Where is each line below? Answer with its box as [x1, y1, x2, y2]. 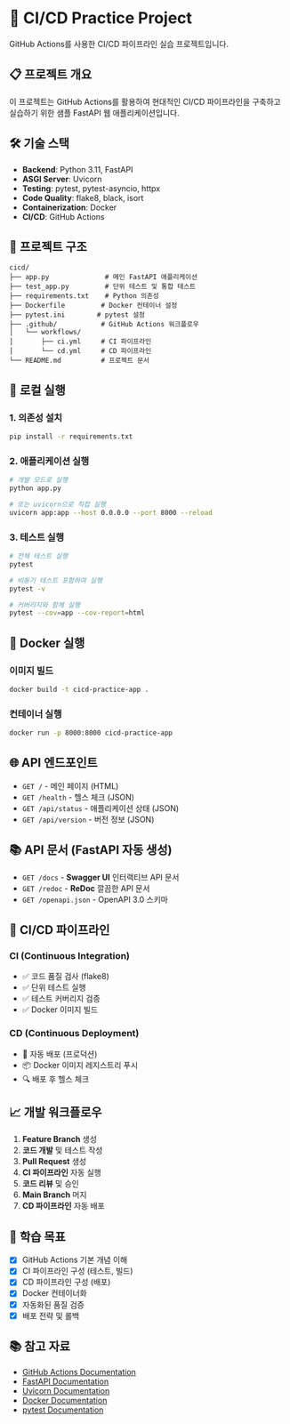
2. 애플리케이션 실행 [9, 455, 90, 467]
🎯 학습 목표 [9, 1229, 67, 1244]
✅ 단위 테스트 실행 [21, 982, 86, 993]
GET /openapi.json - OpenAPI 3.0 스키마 [21, 894, 169, 905]
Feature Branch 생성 [21, 1134, 98, 1145]
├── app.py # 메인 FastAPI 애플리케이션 [9, 273, 198, 282]
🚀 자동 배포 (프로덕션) [21, 1049, 98, 1059]
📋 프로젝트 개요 [9, 67, 92, 83]
